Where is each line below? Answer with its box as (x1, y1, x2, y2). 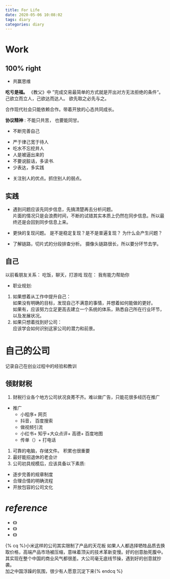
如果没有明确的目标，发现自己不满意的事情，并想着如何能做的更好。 (12, 299, 156, 306)
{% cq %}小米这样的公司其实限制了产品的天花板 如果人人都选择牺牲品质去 (5, 542, 161, 548)
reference (5, 502, 48, 514)
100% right (5, 64, 42, 73)
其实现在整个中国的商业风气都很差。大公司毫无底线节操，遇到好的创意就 (5, 555, 157, 561)
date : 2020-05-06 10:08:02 (5, 12, 63, 17)
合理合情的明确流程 (12, 477, 53, 483)
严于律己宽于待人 (12, 139, 49, 145)
